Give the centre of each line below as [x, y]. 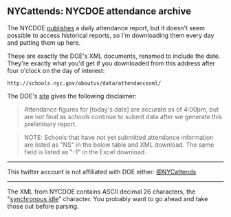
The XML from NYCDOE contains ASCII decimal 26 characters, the [101, 192]
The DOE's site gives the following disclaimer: [72, 96]
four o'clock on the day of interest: [56, 70]
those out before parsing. [43, 206]
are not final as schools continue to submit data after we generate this [123, 116]
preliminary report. [50, 124]
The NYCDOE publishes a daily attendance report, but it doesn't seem [106, 28]
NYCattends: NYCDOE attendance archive [99, 11]
